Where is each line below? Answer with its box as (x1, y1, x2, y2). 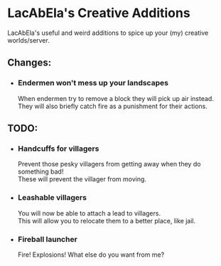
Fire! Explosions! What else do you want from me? (17, 250, 165, 259)
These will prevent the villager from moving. (17, 175, 147, 183)
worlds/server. (7, 36, 50, 44)
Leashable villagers (17, 193, 87, 203)
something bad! (17, 167, 64, 176)
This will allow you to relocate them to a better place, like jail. (17, 216, 196, 225)
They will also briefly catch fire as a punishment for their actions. (17, 102, 207, 110)
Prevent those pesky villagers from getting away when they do (17, 160, 201, 169)
